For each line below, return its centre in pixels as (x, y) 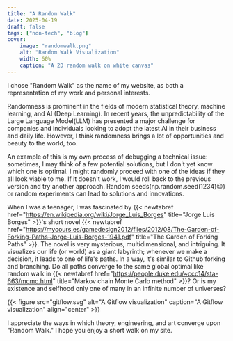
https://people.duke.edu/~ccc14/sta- (166, 273)
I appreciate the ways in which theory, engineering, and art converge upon (114, 323)
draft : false (26, 26)
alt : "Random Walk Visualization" (70, 53)
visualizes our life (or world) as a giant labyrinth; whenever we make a (107, 251)
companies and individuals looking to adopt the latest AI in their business (112, 128)
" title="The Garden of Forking (175, 237)
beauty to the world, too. (42, 143)
